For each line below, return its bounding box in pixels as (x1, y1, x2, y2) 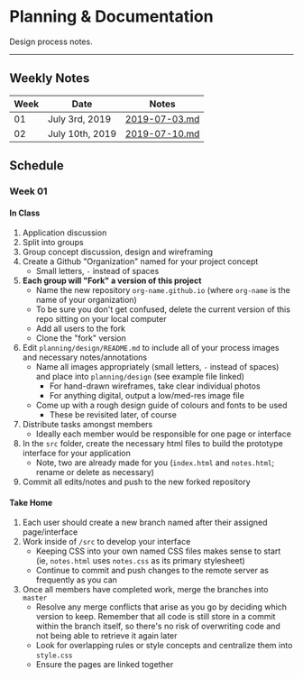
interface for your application (22, 448, 131, 459)
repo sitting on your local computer (35, 314, 167, 325)
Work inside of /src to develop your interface (22, 537, 191, 547)
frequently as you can (35, 574, 117, 585)
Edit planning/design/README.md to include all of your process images (22, 343, 280, 353)
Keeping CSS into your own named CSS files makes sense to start (35, 546, 281, 556)
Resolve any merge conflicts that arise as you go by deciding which (35, 601, 287, 612)
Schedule (9, 158, 65, 173)
